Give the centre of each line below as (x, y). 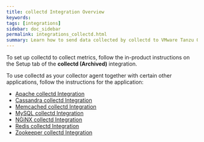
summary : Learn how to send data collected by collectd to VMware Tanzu (100, 40)
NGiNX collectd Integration (49, 120)
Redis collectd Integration (47, 126)
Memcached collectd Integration (56, 106)
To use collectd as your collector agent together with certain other (89, 76)
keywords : (19, 18)
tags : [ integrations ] (34, 23)
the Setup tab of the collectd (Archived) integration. (72, 64)
